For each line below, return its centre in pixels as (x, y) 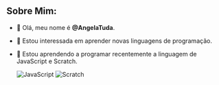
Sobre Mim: (32, 11)
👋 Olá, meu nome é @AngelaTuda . (66, 27)
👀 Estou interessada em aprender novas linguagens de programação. (114, 41)
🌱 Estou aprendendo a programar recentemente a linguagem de (106, 54)
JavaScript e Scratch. (47, 61)
